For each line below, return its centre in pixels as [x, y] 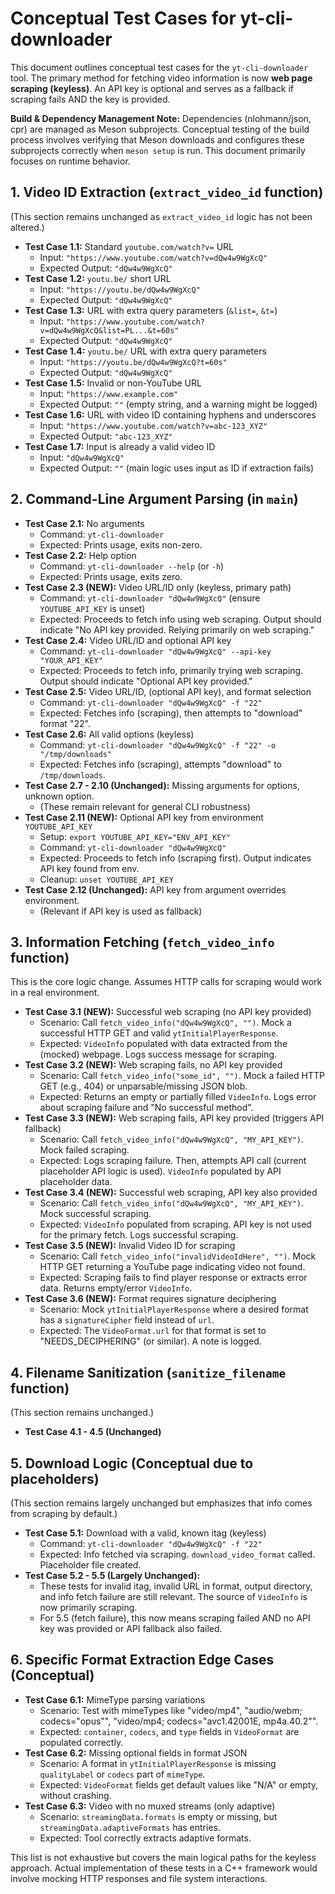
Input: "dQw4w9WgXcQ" [82, 457]
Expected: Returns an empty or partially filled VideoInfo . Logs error [178, 1097]
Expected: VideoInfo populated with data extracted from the [163, 1044]
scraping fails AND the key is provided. [90, 99]
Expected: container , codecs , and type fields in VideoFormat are [169, 1731]
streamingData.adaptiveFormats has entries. [130, 1827]
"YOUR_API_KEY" [71, 660]
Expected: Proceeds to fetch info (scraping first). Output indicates [175, 858]
